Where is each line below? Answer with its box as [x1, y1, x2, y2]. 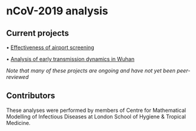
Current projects [6, 28, 69, 38]
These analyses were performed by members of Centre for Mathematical [6, 106, 186, 114]
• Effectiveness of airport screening [6, 44, 94, 51]
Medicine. [6, 119, 31, 126]
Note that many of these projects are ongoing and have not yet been [6, 67, 176, 74]
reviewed [6, 74, 29, 80]
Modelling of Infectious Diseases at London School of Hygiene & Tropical [6, 112, 186, 120]
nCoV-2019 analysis [6, 4, 109, 18]
